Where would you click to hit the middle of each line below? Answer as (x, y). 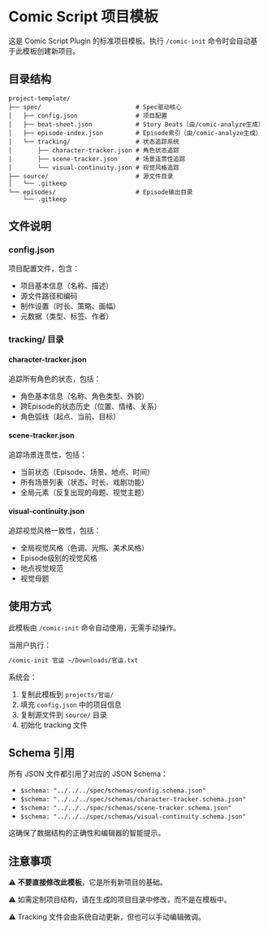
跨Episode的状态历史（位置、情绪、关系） (91, 406)
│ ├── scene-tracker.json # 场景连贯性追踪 (97, 159)
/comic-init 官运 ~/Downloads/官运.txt (73, 660)
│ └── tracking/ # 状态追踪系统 (94, 142)
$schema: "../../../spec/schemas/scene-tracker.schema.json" (126, 808)
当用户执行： (30, 645)
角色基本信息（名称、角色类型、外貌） (84, 396)
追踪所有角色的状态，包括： (55, 379)
